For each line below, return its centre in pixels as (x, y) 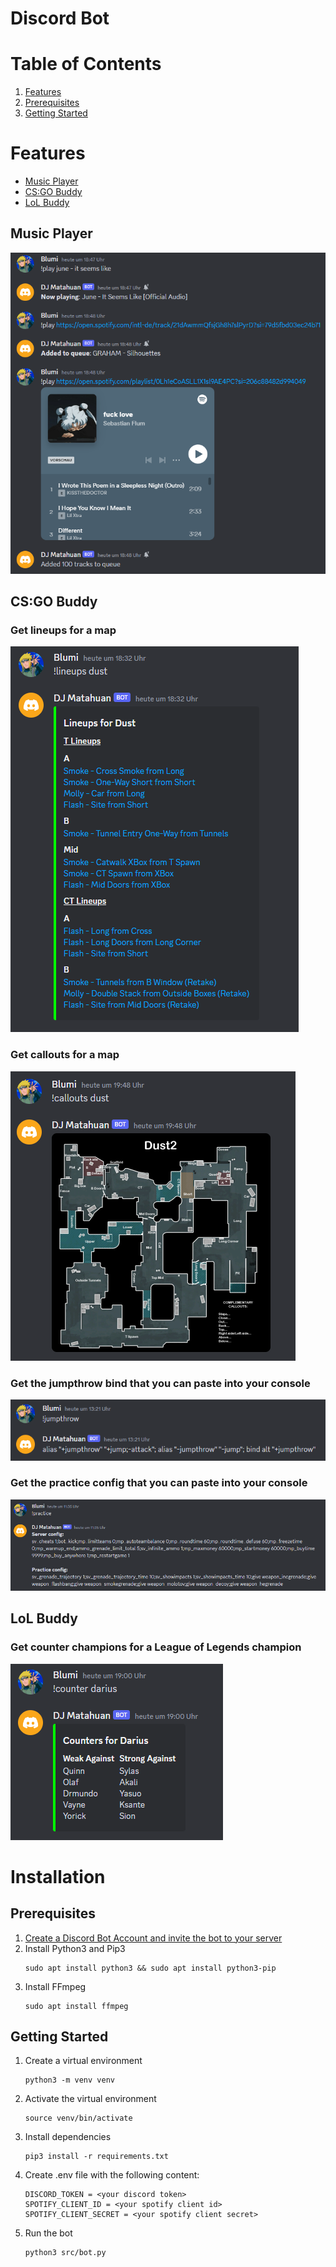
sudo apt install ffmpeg (76, 2006)
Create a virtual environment (83, 2061)
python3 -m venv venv (69, 2080)
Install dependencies (68, 2137)
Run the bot (48, 2233)
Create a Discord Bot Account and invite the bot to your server (153, 1938)
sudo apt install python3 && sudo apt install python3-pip (150, 1968)
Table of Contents (86, 64)
